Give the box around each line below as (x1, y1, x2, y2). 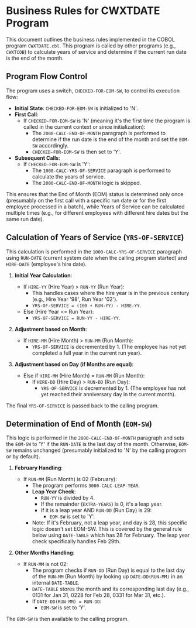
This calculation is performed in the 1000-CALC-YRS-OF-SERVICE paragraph (6, 248, 183, 255)
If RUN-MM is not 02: (23, 561, 68, 568)
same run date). (6, 215, 44, 222)
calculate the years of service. (32, 173, 105, 180)
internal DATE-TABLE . (32, 579, 80, 586)
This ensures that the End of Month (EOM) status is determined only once (6, 190, 184, 197)
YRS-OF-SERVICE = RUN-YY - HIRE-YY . (32, 314, 121, 321)
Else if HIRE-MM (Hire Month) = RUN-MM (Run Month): (23, 372, 145, 379)
